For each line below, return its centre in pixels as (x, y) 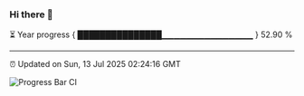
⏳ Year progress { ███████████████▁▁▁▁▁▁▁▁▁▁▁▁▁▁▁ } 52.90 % (151, 34)
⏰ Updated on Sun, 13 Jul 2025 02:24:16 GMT (95, 64)
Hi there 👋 (32, 14)
